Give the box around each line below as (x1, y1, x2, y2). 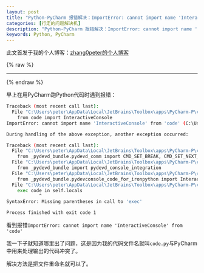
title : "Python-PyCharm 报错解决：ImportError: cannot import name (6, 15, 176, 21)
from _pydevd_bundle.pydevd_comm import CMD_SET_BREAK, (17, 153, 162, 160)
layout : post (6, 9, 39, 15)
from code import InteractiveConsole (17, 114, 113, 120)
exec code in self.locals (17, 187, 83, 193)
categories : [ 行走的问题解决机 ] (6, 20, 81, 26)
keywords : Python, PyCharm (6, 32, 75, 38)
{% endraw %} (6, 78, 44, 86)
